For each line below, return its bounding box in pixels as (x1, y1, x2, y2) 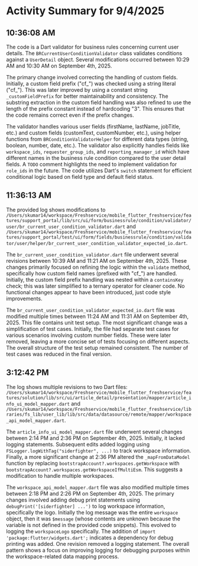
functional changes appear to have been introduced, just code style (6, 288, 171, 295)
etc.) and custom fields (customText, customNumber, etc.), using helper (6, 129, 181, 136)
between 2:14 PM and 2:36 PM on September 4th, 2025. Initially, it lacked (6, 434, 185, 442)
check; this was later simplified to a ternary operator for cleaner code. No (6, 282, 185, 290)
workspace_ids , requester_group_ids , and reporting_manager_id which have (6, 148, 190, 155)
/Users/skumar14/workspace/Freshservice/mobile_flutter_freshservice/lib (6, 406, 192, 412)
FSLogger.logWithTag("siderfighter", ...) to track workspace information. (6, 447, 191, 454)
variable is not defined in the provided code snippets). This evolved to (6, 521, 177, 528)
